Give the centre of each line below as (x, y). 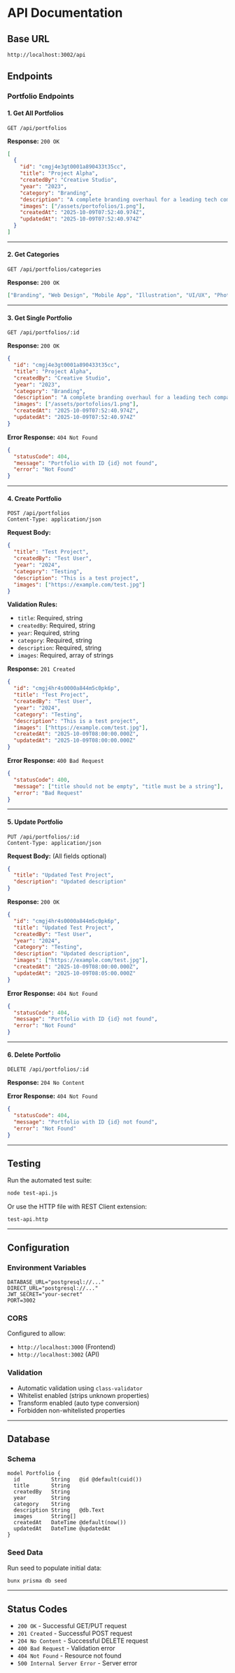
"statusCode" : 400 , (42, 780)
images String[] (45, 1517)
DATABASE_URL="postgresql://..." (56, 1282)
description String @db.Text (59, 1510)
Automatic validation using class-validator (80, 1388)
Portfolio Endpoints (41, 96)
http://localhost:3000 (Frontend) (66, 1347)
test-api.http (28, 1220)
